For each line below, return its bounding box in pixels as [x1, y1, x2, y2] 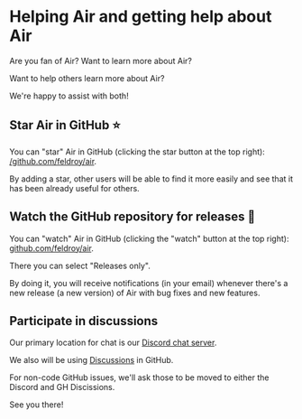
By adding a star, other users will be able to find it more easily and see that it [9, 173, 293, 184]
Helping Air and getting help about [9, 6, 272, 27]
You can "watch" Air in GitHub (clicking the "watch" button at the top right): [9, 233, 289, 244]
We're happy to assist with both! [9, 90, 129, 101]
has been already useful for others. [9, 182, 140, 193]
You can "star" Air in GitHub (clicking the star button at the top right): [9, 146, 266, 157]
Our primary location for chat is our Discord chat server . [9, 337, 217, 349]
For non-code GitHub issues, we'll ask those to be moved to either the [9, 372, 270, 383]
